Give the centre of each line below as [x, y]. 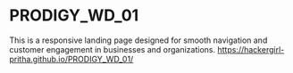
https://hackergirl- [251, 49]
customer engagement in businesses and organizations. [113, 49]
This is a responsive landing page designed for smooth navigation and [138, 40]
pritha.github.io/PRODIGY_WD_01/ [71, 59]
